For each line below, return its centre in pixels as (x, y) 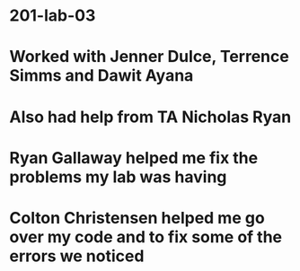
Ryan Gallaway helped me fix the (134, 157)
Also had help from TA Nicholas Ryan (150, 117)
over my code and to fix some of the (146, 236)
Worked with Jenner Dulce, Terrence (149, 57)
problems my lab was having (118, 177)
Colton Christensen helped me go (137, 218)
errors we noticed (77, 256)
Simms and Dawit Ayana (101, 76)
